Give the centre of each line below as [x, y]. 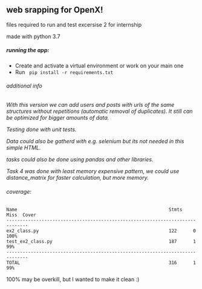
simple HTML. [24, 148]
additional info [24, 86]
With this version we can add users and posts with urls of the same [90, 104]
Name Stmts [94, 210]
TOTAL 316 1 [101, 263]
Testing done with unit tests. [41, 129]
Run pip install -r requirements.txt [64, 72]
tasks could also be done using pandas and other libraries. [80, 159]
